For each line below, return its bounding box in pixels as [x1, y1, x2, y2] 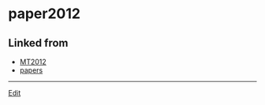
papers [19, 66, 43, 75]
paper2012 [8, 5, 81, 23]
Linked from [8, 36, 69, 50]
